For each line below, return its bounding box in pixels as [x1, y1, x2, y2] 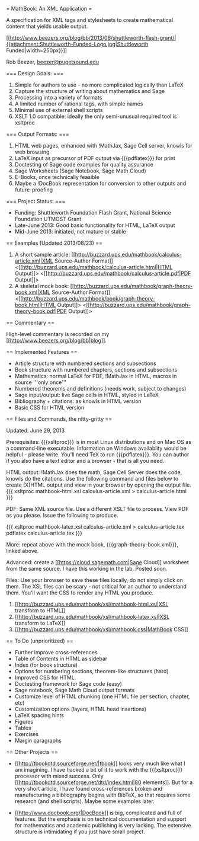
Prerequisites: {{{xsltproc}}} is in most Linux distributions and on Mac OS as [6, 439, 191, 445]
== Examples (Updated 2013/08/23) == [6, 239, 102, 247]
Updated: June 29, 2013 [6, 427, 65, 434]
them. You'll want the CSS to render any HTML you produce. [6, 589, 154, 596]
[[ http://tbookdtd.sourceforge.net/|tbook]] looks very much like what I [14, 760, 185, 767]
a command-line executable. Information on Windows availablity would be [6, 445, 187, 452]
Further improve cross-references [14, 649, 98, 655]
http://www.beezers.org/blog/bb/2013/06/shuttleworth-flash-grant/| [9, 34, 176, 41]
